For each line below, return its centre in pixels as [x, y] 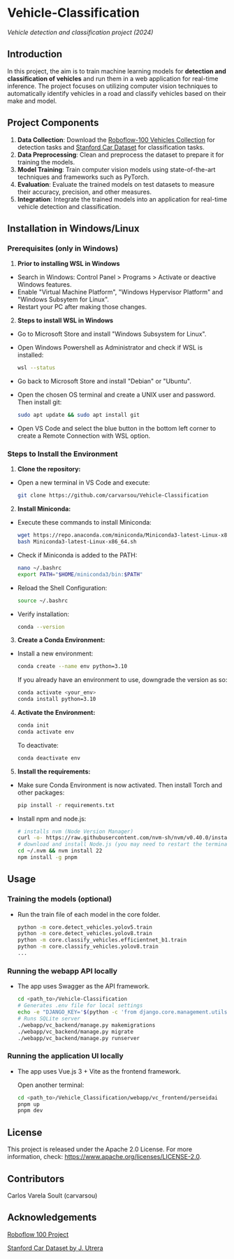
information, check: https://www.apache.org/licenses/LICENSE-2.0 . [104, 1157]
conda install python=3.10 [57, 699]
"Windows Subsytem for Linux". [63, 299]
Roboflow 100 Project [38, 1234]
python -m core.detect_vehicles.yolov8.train [85, 934]
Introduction [35, 54]
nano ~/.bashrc [39, 568]
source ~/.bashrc [43, 600]
